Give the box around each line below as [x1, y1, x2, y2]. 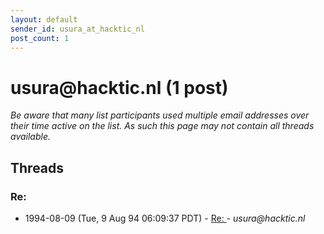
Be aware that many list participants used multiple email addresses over [10, 109, 310, 121]
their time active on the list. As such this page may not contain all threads [10, 120, 315, 132]
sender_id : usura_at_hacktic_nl [10, 24, 145, 34]
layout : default [10, 14, 78, 25]
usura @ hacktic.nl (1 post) [10, 76, 229, 99]
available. [10, 131, 52, 143]
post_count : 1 [10, 33, 70, 43]
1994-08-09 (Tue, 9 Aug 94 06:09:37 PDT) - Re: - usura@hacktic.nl [24, 212, 306, 224]
